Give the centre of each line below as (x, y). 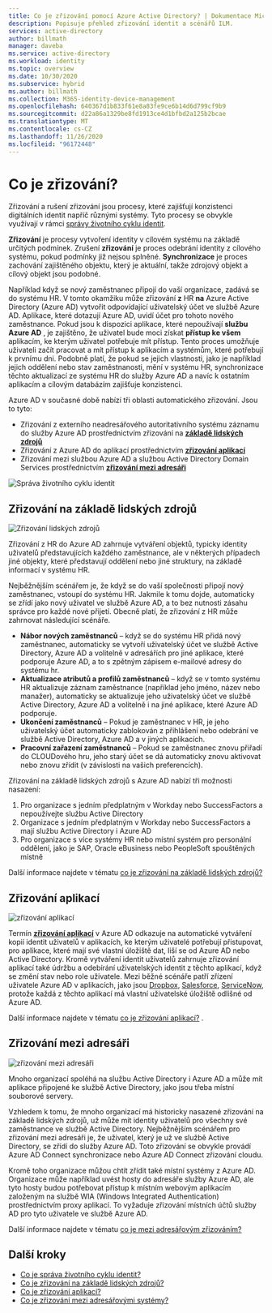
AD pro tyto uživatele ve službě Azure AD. (78, 1213)
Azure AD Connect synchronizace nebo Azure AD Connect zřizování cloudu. (136, 1154)
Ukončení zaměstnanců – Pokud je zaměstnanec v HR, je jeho (124, 722)
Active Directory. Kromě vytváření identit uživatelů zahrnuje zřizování (124, 959)
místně (31, 857)
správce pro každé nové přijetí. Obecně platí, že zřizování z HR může (123, 611)
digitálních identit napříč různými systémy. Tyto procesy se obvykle (121, 215)
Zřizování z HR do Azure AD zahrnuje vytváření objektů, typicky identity (128, 544)
